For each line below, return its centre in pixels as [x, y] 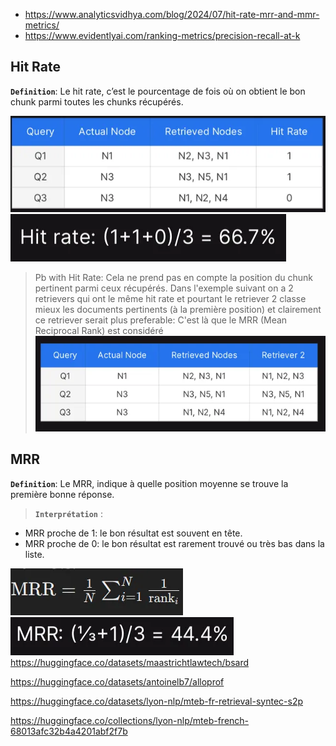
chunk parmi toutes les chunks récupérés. [97, 101]
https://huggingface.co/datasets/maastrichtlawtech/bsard [130, 662]
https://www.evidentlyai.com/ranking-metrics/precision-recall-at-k [162, 35]
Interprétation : [69, 513]
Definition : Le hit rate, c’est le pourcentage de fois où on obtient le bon [158, 91]
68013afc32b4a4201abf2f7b [69, 731]
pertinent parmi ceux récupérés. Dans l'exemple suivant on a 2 [164, 288]
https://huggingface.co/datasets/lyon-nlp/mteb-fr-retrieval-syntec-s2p [157, 701]
